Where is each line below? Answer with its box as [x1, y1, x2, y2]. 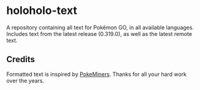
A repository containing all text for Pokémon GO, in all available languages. [6, 24, 194, 31]
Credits [6, 54, 35, 64]
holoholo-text [6, 4, 78, 18]
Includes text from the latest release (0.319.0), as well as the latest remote [6, 30, 193, 37]
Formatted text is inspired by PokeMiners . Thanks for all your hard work [6, 71, 187, 78]
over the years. [6, 77, 45, 84]
